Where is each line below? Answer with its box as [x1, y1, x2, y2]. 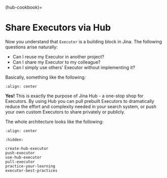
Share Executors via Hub [5, 22, 111, 33]
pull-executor [5, 159, 35, 164]
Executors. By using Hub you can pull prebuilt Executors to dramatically [5, 98, 154, 104]
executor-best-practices [5, 168, 58, 173]
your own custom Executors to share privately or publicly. [5, 108, 126, 115]
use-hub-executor [5, 155, 42, 160]
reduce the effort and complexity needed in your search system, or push [5, 103, 157, 109]
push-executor [5, 150, 35, 155]
